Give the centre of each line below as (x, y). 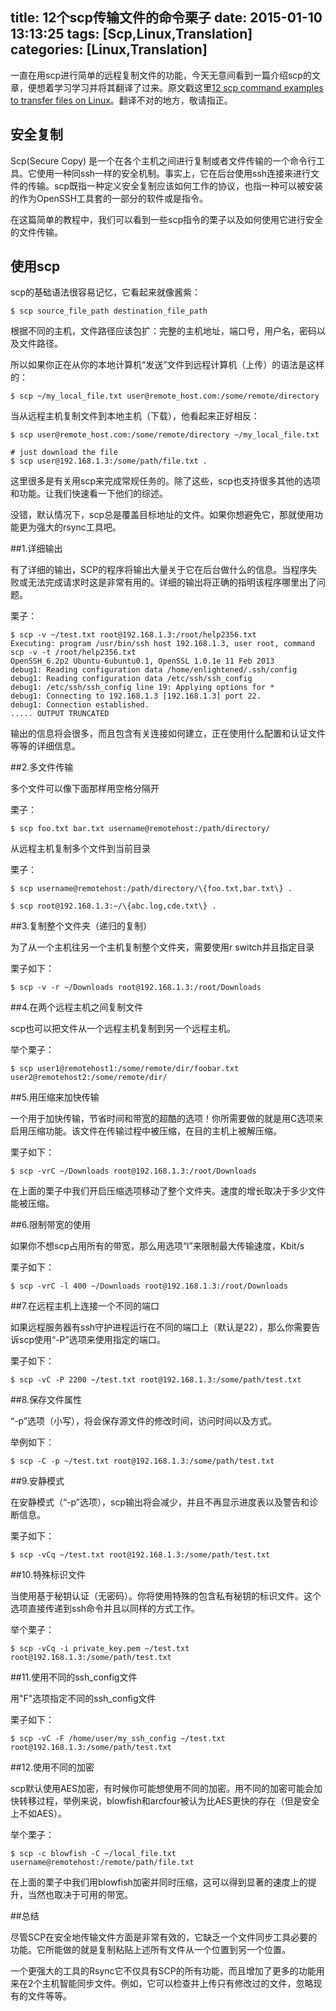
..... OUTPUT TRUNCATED (60, 714)
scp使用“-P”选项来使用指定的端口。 (92, 1340)
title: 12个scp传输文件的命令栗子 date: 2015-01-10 (166, 18)
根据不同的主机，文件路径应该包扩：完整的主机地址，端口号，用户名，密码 (163, 331)
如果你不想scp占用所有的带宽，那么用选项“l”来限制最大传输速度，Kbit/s (157, 1246)
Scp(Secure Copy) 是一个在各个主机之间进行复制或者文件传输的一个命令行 (163, 160)
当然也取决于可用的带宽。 (80, 1895)
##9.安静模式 (37, 1481)
